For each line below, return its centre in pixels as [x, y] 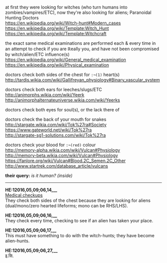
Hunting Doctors [22, 18]
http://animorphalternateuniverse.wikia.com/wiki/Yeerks [63, 100]
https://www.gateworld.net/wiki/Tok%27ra [48, 130]
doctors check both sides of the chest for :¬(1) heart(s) [63, 75]
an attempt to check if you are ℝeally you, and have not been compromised [82, 49]
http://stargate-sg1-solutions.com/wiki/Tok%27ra [55, 135]
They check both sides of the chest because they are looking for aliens [78, 200]
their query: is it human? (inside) [39, 175]
